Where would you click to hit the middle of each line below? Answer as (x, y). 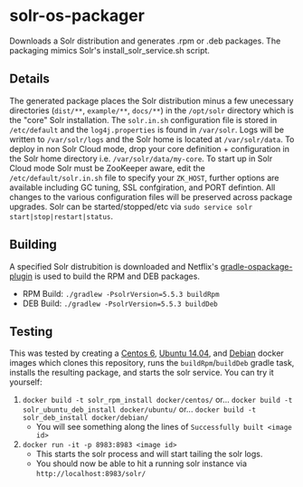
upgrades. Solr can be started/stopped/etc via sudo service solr (131, 206)
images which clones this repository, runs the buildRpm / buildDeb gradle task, (152, 363)
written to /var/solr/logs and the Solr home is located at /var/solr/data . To (152, 139)
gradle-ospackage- (256, 266)
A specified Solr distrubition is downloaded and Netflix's (114, 266)
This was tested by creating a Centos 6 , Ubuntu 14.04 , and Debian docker (147, 353)
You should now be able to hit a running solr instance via (141, 463)
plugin (21, 276)
